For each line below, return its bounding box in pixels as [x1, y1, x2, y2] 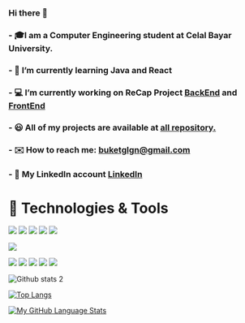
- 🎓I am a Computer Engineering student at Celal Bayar [8, 29, 232, 41]
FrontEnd [8, 100, 46, 111]
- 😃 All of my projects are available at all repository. [8, 122, 217, 133]
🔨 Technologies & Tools [8, 199, 169, 217]
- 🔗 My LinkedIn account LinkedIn [8, 169, 143, 180]
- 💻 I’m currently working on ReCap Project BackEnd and [8, 87, 238, 98]
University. [8, 42, 54, 54]
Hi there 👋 [8, 7, 49, 19]
